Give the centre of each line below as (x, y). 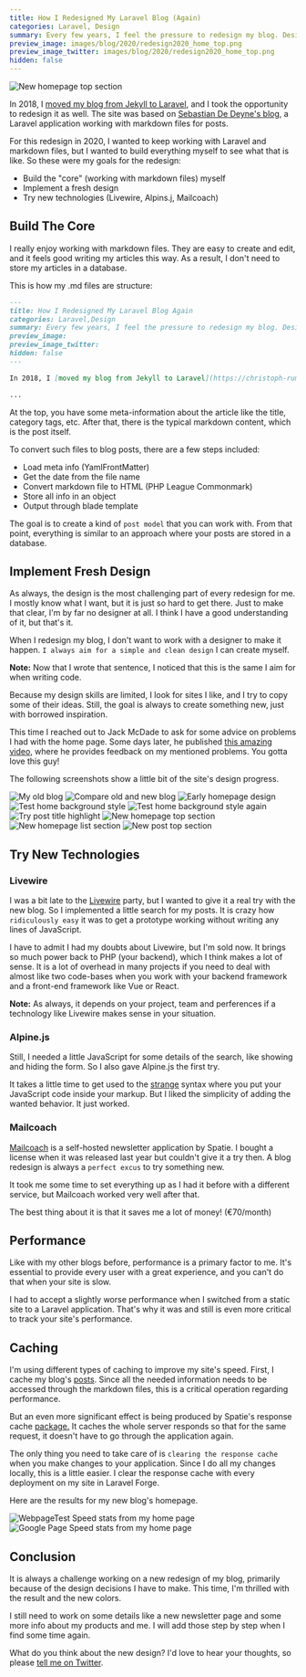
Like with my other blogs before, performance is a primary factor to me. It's (151, 1262)
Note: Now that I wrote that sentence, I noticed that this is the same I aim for (153, 668)
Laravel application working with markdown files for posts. (119, 123)
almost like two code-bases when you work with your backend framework (148, 976)
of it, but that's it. (41, 623)
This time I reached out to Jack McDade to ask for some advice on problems (153, 733)
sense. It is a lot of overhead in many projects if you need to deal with (140, 967)
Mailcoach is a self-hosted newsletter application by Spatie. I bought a (142, 1147)
